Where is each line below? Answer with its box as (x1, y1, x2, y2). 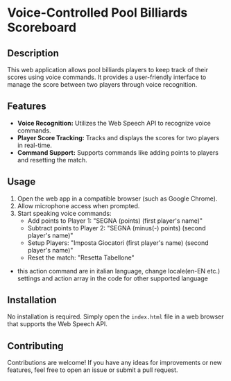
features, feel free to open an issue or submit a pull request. (7, 366, 178, 374)
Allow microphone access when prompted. (17, 201, 140, 210)
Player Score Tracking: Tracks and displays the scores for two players (17, 133, 220, 142)
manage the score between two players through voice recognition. (7, 81, 198, 88)
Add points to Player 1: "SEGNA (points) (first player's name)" (27, 217, 203, 225)
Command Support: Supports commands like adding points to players (17, 148, 219, 157)
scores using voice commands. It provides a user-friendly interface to (7, 73, 207, 81)
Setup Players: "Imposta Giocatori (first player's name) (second (27, 238, 209, 247)
